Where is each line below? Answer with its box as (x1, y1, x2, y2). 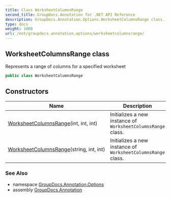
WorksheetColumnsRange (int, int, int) (8, 120, 98, 127)
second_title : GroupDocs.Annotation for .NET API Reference (5, 12, 136, 17)
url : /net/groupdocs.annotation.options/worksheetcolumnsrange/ (5, 31, 145, 36)
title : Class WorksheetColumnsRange (5, 7, 83, 13)
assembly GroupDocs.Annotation (12, 186, 82, 193)
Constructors (5, 87, 49, 96)
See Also (5, 170, 28, 177)
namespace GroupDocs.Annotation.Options (12, 181, 104, 187)
